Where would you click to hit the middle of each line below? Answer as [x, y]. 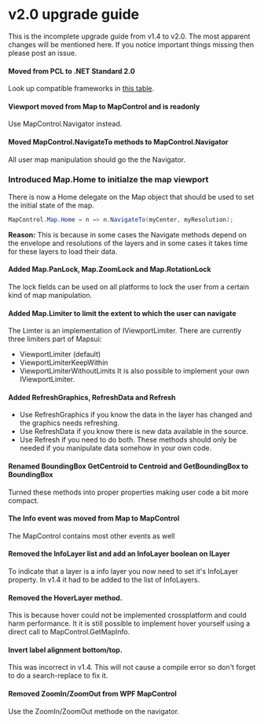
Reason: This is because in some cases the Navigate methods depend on [128, 234]
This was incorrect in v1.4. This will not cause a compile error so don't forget [132, 667]
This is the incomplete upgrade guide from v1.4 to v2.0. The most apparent [129, 36]
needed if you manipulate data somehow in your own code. [115, 448]
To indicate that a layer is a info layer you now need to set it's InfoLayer [123, 571]
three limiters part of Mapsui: [55, 339]
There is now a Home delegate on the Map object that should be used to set [131, 197]
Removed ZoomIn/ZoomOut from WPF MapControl [92, 693]
